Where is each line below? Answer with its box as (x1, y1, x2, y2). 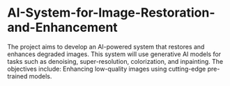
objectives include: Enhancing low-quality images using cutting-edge (7, 64, 206, 73)
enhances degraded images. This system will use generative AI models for (7, 50, 222, 58)
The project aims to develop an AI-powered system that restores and (7, 42, 205, 51)
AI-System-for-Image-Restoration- (7, 5, 215, 21)
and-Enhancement (7, 19, 118, 35)
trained (7, 71, 28, 80)
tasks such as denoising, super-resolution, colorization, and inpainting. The (7, 57, 224, 65)
